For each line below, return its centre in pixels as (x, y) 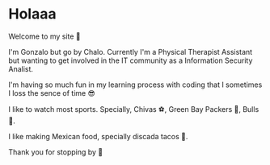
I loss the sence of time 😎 (52, 93)
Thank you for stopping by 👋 (56, 152)
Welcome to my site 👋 (44, 36)
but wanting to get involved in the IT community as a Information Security (131, 60)
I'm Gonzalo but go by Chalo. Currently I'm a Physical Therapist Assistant (131, 52)
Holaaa (32, 14)
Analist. (21, 68)
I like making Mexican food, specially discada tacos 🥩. (98, 136)
